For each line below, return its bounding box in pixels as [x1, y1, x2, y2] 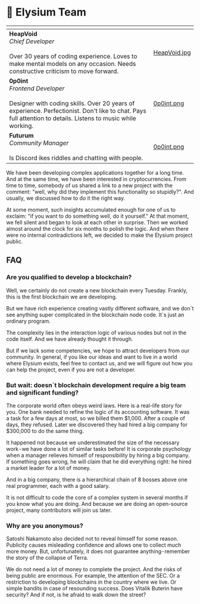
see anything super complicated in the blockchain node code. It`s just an [6, 311, 185, 318]
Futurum [9, 131, 34, 139]
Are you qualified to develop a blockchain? [6, 273, 132, 282]
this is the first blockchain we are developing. [6, 293, 117, 300]
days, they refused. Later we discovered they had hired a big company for [6, 421, 187, 428]
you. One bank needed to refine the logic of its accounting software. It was [6, 408, 190, 415]
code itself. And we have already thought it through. [6, 335, 133, 343]
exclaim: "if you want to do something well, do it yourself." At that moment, [6, 212, 189, 219]
